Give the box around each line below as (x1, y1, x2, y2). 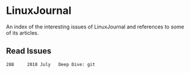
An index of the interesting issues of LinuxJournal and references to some (6, 23, 184, 30)
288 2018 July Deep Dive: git (6, 61, 95, 67)
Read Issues (6, 46, 51, 56)
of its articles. (6, 29, 39, 36)
